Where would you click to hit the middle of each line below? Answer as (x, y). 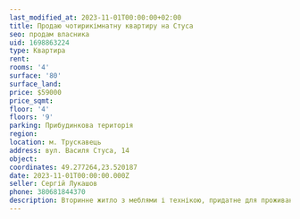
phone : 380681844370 (48, 192)
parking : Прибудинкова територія (71, 126)
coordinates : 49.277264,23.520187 (74, 167)
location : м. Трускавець (55, 142)
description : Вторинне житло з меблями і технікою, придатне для (133, 201)
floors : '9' (31, 117)
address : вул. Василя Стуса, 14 (69, 150)
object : (24, 159)
